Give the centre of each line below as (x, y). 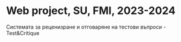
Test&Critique (23, 33)
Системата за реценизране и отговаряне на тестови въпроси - (86, 27)
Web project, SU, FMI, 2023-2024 (91, 11)
